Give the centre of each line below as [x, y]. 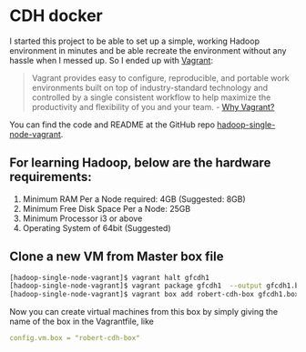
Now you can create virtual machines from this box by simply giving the [144, 312]
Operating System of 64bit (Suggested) [97, 227]
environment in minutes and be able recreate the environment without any [148, 50]
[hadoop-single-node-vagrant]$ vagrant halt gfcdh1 [109, 277]
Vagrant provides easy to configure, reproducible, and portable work [160, 77]
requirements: [51, 177]
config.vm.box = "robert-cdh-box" [75, 338]
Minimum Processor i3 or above [82, 218]
